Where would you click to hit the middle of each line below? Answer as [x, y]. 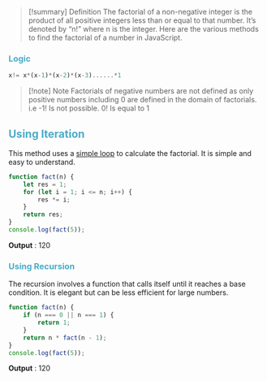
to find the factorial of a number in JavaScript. [105, 37]
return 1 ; [54, 323]
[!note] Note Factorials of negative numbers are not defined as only [141, 91]
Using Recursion [42, 266]
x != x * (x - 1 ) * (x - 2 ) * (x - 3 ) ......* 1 [65, 76]
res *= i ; [54, 199]
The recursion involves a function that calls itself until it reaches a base [127, 284]
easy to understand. [42, 162]
